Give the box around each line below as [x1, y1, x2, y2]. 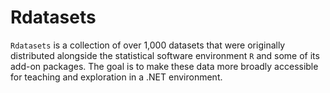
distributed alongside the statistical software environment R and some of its [10, 49, 320, 61]
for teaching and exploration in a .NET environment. [10, 71, 223, 83]
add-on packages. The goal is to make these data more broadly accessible [10, 60, 319, 72]
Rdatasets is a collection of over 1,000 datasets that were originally [10, 39, 286, 51]
